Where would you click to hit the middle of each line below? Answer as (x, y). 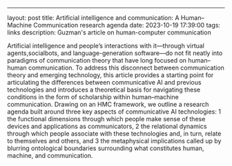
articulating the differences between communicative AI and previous (104, 82)
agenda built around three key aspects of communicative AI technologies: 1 (114, 112)
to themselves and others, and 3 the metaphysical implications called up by (114, 141)
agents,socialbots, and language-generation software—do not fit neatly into (115, 53)
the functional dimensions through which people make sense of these (106, 119)
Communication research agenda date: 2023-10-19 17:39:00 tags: (127, 25)
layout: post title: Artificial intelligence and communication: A (93, 18)
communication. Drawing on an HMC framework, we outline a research (108, 104)
